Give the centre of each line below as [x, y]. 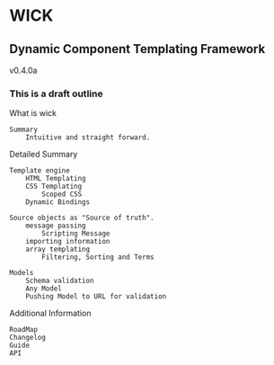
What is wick [33, 113]
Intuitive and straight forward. [88, 138]
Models [22, 273]
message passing [56, 226]
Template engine [40, 171]
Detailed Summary [44, 155]
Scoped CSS [62, 194]
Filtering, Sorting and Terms [98, 257]
